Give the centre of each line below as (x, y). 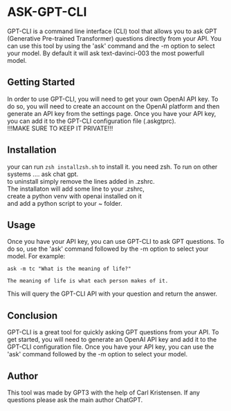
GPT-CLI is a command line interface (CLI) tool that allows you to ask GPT (112, 31)
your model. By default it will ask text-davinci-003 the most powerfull (106, 53)
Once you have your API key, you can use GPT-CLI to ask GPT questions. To (116, 242)
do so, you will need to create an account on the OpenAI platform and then (113, 106)
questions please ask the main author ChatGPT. (75, 400)
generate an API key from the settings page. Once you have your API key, (112, 113)
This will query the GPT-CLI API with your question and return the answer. (112, 294)
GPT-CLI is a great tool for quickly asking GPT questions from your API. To (113, 332)
